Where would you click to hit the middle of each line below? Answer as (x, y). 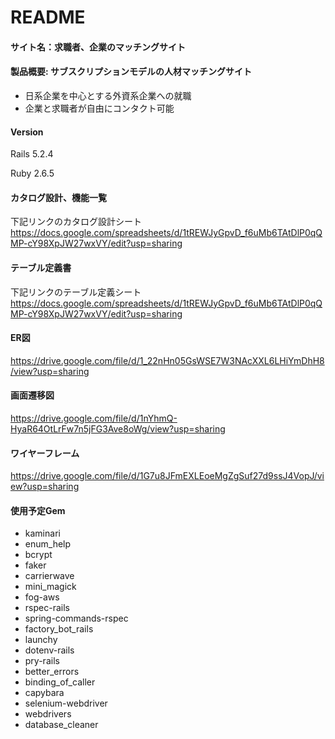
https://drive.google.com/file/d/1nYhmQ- (94, 418)
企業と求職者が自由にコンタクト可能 (99, 108)
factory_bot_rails (59, 629)
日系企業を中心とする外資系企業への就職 (108, 95)
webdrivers (48, 714)
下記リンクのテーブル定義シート (76, 292)
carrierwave (49, 576)
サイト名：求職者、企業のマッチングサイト (98, 47)
